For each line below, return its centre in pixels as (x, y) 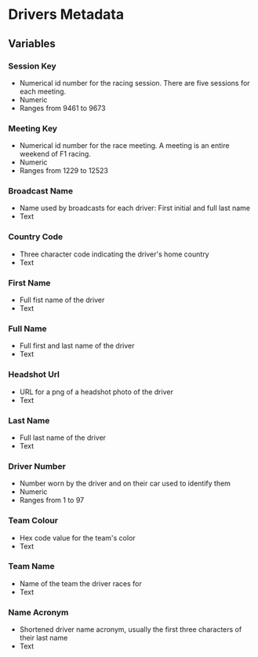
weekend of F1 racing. (55, 154)
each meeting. (43, 91)
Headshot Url (34, 375)
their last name (44, 638)
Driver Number (37, 466)
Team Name (31, 567)
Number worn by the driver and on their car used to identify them (125, 484)
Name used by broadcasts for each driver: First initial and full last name (135, 208)
